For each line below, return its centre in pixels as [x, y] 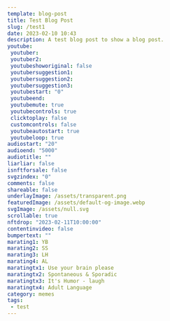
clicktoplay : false [39, 118]
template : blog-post [37, 14]
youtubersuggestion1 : [42, 72]
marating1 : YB [28, 242]
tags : [15, 301]
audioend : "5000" [33, 151]
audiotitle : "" [29, 157]
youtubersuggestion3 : [42, 86]
